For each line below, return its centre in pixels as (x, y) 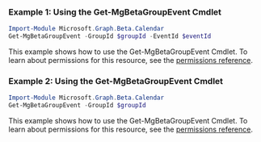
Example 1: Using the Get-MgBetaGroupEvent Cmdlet (115, 12)
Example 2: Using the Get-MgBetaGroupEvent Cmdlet (116, 81)
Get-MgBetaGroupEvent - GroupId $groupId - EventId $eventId (110, 36)
